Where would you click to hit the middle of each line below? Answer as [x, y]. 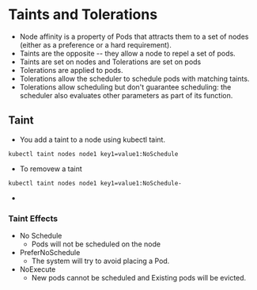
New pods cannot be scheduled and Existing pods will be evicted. [139, 278]
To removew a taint [51, 169]
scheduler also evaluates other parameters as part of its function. [126, 95]
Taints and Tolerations [83, 15]
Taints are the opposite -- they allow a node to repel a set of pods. [127, 53]
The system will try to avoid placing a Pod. [100, 261]
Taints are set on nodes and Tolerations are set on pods [110, 62]
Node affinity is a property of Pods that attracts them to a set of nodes [134, 36]
